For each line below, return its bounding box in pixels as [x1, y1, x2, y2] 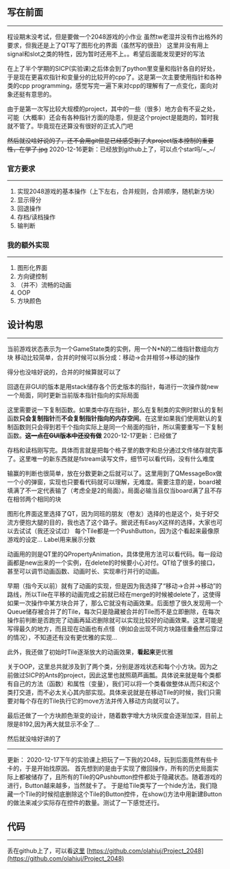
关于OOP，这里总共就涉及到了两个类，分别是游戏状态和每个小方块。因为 [7, 662, 212, 671]
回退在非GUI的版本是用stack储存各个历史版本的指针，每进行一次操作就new [7, 383, 219, 391]
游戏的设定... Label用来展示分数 [7, 535, 96, 544]
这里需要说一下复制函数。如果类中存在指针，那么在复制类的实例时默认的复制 [7, 406, 223, 414]
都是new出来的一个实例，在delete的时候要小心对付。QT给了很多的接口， [12, 558, 219, 567]
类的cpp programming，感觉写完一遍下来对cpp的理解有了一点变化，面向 [7, 81, 212, 89]
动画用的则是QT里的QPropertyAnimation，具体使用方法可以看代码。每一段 [7, 550, 217, 558]
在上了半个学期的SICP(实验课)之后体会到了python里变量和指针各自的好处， [7, 64, 219, 72]
